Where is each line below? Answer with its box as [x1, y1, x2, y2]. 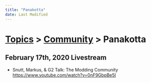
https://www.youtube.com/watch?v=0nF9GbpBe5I [12, 72, 116, 78]
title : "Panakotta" [5, 7, 46, 12]
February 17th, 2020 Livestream [5, 53, 107, 62]
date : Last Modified [5, 12, 48, 17]
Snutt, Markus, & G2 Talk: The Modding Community [12, 66, 119, 72]
